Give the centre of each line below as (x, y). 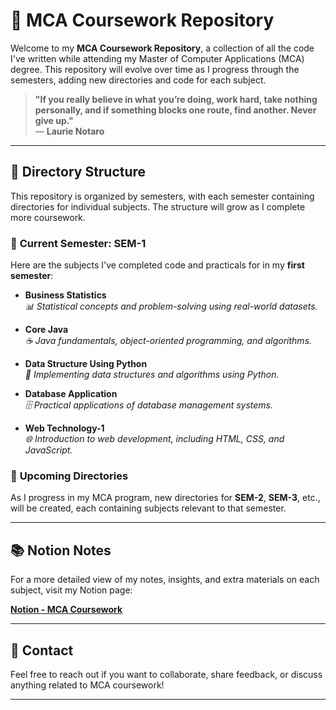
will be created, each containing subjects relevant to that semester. (148, 508)
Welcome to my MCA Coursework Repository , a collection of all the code (162, 48)
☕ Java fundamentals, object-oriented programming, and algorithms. (168, 341)
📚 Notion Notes (61, 550)
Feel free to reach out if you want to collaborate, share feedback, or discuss (166, 674)
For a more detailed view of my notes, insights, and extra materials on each (165, 580)
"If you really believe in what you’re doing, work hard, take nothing (176, 99)
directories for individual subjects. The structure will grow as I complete (158, 206)
